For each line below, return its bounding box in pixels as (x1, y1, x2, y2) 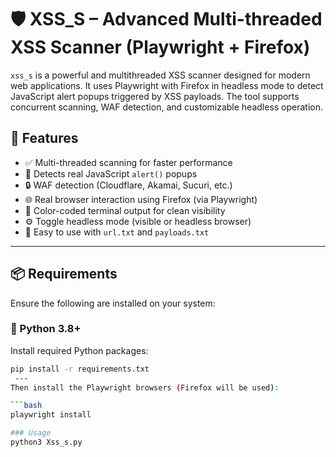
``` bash (10, 401, 43, 411)
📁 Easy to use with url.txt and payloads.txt (24, 226, 210, 238)
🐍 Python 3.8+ (10, 322, 82, 336)
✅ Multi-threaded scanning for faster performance (24, 156, 233, 168)
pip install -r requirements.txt (10, 364, 150, 374)
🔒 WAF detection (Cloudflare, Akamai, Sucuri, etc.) (24, 179, 233, 191)
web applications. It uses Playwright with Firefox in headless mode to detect (10, 79, 324, 91)
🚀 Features (10, 130, 79, 147)
